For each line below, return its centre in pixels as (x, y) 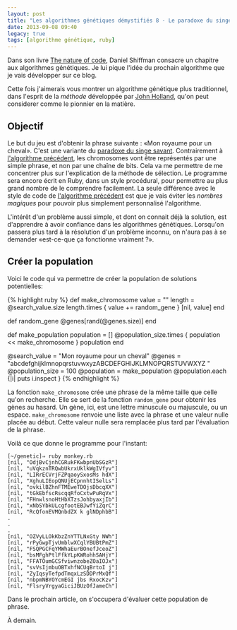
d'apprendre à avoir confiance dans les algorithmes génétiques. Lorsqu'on (116, 224)
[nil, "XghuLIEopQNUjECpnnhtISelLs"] (63, 481)
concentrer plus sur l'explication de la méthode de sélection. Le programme (117, 173)
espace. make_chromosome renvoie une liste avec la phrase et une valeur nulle (118, 415)
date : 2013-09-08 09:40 (42, 27)
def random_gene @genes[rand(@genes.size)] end (82, 321)
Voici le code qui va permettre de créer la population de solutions (102, 278)
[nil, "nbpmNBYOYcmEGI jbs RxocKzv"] (63, 580)
